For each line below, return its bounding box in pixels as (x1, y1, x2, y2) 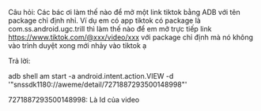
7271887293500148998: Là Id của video (8, 95, 140, 104)
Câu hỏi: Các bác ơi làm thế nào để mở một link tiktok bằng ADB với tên (8, 8, 240, 17)
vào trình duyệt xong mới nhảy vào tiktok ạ (8, 41, 147, 50)
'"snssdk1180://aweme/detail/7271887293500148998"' (8, 80, 187, 89)
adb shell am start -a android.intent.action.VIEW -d (8, 72, 174, 80)
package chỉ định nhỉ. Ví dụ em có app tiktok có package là (8, 16, 202, 25)
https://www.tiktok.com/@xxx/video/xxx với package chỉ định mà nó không (8, 32, 254, 42)
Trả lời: (8, 56, 31, 65)
